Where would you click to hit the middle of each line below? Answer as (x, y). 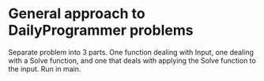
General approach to (77, 14)
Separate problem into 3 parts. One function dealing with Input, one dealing (131, 52)
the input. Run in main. (45, 68)
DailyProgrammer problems (101, 30)
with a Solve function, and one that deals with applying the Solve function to (132, 61)
